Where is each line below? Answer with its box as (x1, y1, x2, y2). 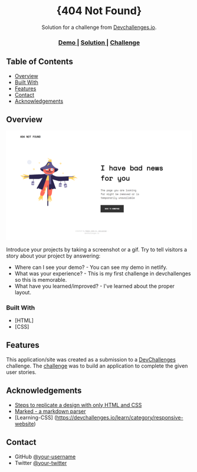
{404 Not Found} (56, 4, 142, 18)
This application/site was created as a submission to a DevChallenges (6, 356, 176, 363)
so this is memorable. (14, 276, 67, 283)
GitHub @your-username (14, 453, 76, 460)
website (14, 420, 34, 427)
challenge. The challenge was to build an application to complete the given (6, 362, 188, 369)
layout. (14, 288, 31, 296)
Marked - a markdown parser (14, 408, 87, 415)
